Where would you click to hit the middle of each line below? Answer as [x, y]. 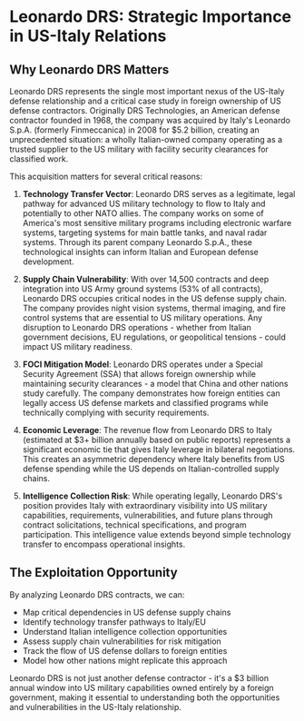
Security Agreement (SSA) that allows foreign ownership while [139, 374]
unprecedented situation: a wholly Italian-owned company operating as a [146, 139]
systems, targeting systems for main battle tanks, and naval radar [145, 232]
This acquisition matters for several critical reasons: [106, 176]
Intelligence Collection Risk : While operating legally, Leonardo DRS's [152, 496]
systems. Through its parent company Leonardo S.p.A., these [137, 242]
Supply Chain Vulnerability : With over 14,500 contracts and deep [146, 279]
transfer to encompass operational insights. [104, 544]
